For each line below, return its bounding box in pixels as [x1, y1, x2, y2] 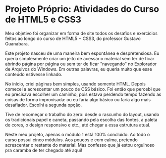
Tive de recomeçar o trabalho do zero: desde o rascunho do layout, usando [5, 111, 160, 117]
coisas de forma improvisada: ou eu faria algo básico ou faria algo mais [5, 96, 151, 102]
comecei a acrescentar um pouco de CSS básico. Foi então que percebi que [5, 86, 161, 92]
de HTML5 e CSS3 [5, 14, 82, 25]
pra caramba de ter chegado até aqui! [5, 147, 83, 153]
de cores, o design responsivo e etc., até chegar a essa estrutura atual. [5, 122, 151, 128]
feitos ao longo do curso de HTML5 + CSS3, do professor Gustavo [5, 36, 141, 41]
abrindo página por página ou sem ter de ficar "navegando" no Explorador [5, 61, 157, 67]
